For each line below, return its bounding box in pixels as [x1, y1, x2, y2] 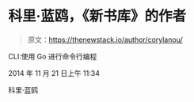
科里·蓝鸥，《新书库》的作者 [8, 7, 187, 25]
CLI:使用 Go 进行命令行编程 [8, 51, 97, 61]
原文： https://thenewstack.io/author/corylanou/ [27, 35, 184, 44]
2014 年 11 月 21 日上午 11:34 [8, 68, 101, 77]
